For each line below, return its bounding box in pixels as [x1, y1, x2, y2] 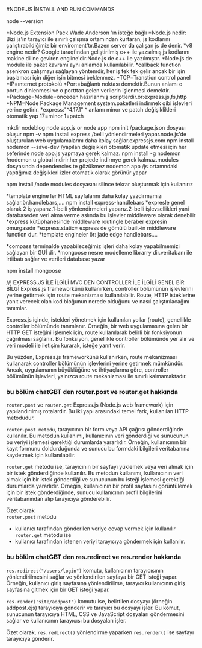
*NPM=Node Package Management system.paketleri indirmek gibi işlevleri [6, 100, 192, 107]
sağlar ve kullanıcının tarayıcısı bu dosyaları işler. [6, 617, 127, 624]
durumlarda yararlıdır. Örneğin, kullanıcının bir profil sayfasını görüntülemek [6, 483, 193, 490]
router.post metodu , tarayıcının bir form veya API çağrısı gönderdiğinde [6, 426, 183, 433]
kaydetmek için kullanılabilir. [6, 451, 76, 459]
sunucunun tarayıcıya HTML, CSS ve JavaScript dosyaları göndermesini [6, 610, 185, 618]
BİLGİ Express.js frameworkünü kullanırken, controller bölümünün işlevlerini [6, 285, 194, 292]
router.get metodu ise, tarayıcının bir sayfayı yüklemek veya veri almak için [6, 463, 194, 471]
